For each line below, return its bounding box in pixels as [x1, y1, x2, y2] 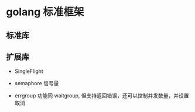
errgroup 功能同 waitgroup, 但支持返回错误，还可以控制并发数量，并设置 [14, 92, 189, 99]
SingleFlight [14, 68, 44, 75]
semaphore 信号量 [14, 80, 59, 87]
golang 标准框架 [6, 5, 84, 19]
